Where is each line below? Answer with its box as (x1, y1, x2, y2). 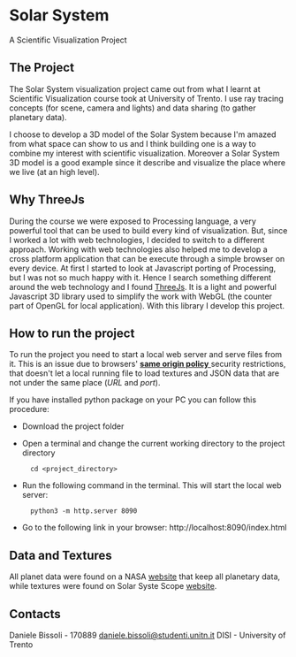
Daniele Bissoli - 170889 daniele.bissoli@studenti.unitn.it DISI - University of (9, 630, 286, 640)
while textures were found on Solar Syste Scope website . (9, 581, 217, 592)
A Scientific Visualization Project (9, 34, 127, 45)
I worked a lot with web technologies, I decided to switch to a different (9, 234, 265, 245)
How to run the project (9, 325, 135, 340)
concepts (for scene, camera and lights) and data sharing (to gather (9, 103, 256, 113)
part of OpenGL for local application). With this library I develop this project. (9, 300, 285, 310)
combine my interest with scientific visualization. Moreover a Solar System (9, 148, 280, 158)
